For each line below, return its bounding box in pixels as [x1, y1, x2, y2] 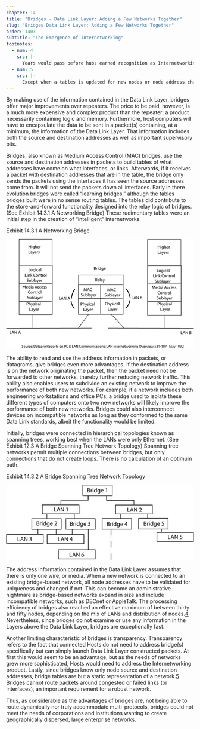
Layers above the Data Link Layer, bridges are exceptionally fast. [6, 623, 165, 630]
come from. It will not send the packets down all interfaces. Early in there [6, 184, 185, 191]
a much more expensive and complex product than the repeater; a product [6, 109, 189, 116]
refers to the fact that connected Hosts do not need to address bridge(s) [6, 641, 184, 648]
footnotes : [6, 41, 33, 47]
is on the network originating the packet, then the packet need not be [6, 367, 176, 375]
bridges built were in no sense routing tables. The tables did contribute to [6, 197, 186, 204]
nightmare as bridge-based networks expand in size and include [6, 592, 165, 599]
